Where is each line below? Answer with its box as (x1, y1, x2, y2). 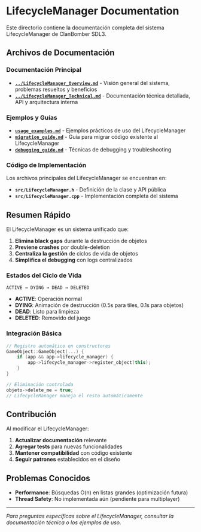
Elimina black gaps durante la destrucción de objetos (14, 238, 148, 245)
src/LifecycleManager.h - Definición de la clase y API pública (14, 186, 166, 193)
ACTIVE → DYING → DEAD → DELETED (6, 285, 90, 291)
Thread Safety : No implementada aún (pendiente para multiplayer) (14, 495, 180, 503)
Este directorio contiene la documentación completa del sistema (6, 24, 165, 31)
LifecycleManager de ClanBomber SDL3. (6, 30, 106, 37)
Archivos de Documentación (6, 48, 115, 58)
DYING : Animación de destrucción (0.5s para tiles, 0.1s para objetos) (14, 302, 184, 309)
